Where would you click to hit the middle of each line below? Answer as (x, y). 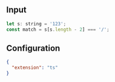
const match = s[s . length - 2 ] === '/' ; (58, 30)
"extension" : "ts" (35, 68)
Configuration (33, 48)
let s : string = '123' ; (36, 24)
